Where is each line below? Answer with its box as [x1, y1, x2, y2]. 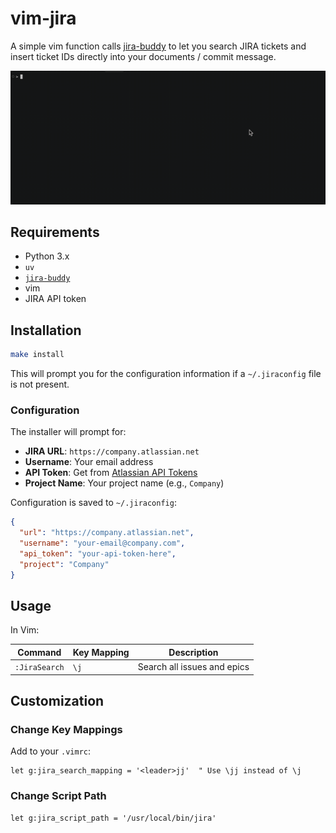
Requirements [10, 223, 100, 241]
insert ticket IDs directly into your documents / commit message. [10, 50, 277, 62]
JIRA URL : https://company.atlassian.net [24, 445, 200, 457]
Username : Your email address [24, 456, 154, 468]
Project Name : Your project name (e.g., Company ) [24, 477, 225, 489]
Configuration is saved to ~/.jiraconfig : [10, 497, 177, 509]
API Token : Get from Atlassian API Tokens [24, 467, 198, 479]
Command [17, 646, 62, 658]
